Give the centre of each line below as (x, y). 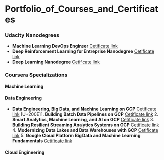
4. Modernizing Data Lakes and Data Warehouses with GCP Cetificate (85, 130)
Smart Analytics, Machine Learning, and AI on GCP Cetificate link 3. (83, 120)
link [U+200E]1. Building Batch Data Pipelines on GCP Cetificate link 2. (85, 114)
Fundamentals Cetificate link (42, 141)
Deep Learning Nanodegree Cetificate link (56, 62)
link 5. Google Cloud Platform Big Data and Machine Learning (76, 136)
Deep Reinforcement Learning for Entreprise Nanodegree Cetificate (83, 51)
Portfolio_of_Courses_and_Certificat (82, 9)
